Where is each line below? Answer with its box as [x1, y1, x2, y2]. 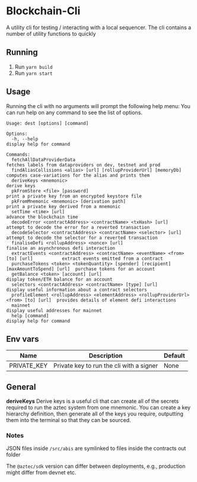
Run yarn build [14, 63, 53, 70]
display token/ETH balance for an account [6, 276, 113, 282]
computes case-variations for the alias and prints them [6, 172, 150, 178]
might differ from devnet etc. [6, 469, 77, 476]
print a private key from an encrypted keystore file [6, 193, 142, 199]
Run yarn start [14, 70, 53, 77]
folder [6, 451, 21, 458]
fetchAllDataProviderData [11, 156, 76, 163]
